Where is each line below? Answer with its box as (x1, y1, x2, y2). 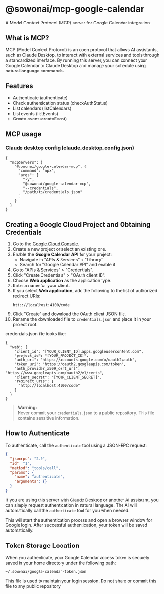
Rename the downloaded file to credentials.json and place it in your (12, 316, 151, 322)
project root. (12, 322, 38, 328)
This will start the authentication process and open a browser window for (5, 517, 153, 523)
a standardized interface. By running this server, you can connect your (5, 57, 147, 63)
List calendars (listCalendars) (12, 105, 72, 111)
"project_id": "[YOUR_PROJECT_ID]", (14, 354, 89, 358)
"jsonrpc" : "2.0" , (10, 456, 48, 461)
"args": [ (18, 173, 39, 178)
